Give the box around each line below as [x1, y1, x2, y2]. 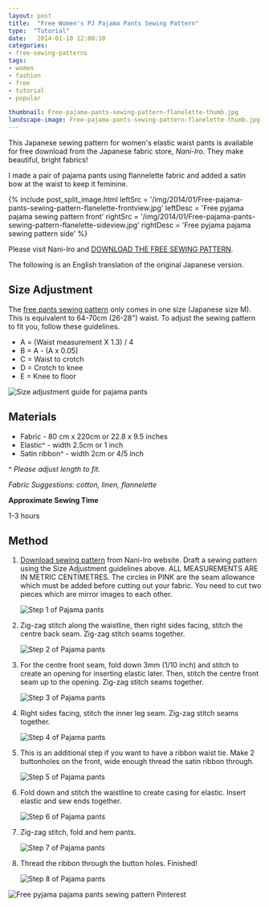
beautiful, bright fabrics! [8, 155, 88, 165]
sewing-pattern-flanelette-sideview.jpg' [8, 220, 141, 230]
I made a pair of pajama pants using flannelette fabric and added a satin [8, 170, 247, 180]
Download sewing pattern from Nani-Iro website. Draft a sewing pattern [19, 555, 257, 565]
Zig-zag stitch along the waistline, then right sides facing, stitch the [19, 620, 243, 631]
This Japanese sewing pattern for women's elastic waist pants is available [8, 138, 254, 147]
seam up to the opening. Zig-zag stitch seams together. [19, 677, 205, 687]
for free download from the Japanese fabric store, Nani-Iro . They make [8, 146, 244, 156]
